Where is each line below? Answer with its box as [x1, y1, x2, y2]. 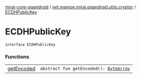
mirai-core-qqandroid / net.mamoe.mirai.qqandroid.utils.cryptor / [5, 4, 136, 10]
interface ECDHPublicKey [5, 42, 56, 47]
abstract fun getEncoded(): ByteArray [40, 66, 130, 72]
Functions [5, 53, 29, 60]
